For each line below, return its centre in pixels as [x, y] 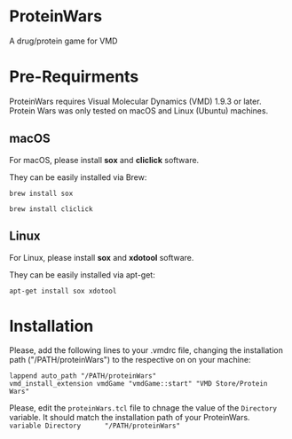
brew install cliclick [51, 209]
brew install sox [41, 193]
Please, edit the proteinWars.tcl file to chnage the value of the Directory [143, 408]
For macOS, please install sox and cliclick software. [104, 160]
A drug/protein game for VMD [63, 41]
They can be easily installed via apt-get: [82, 274]
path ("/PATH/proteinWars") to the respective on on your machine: [130, 360]
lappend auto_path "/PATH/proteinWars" [83, 376]
